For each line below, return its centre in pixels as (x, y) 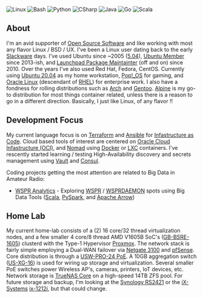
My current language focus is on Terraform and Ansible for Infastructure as (100, 135)
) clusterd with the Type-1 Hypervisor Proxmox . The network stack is (104, 243)
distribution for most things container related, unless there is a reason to (102, 95)
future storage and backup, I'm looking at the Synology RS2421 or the (93, 282)
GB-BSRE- (176, 237)
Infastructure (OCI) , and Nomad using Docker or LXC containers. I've (92, 147)
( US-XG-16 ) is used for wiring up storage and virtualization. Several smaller (100, 263)
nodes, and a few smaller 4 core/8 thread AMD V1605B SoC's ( (85, 237)
